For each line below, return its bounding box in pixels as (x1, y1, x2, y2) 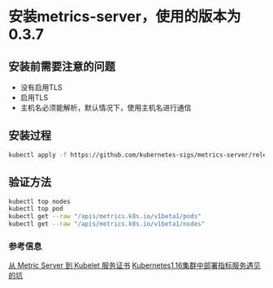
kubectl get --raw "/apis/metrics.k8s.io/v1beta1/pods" (8, 213, 201, 221)
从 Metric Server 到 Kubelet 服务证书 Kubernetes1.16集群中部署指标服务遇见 (8, 260, 262, 270)
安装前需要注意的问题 (8, 59, 115, 73)
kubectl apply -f (8, 151, 67, 159)
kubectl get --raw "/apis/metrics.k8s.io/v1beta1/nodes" (8, 220, 206, 228)
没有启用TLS (19, 83, 63, 92)
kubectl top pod (8, 204, 63, 213)
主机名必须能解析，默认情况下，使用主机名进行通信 (19, 103, 192, 112)
